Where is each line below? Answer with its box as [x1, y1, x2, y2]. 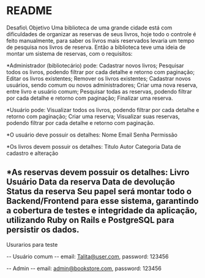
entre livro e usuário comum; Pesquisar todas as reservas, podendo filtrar [6, 88, 192, 95]
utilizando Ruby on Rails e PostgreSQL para [6, 215, 174, 225]
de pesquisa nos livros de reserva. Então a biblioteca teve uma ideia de [6, 43, 186, 51]
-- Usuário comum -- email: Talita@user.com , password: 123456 [6, 252, 169, 260]
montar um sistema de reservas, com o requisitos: [6, 50, 133, 57]
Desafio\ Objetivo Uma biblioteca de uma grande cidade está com [6, 24, 173, 31]
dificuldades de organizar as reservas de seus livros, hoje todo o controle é [6, 30, 196, 37]
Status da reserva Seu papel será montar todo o [6, 186, 192, 197]
